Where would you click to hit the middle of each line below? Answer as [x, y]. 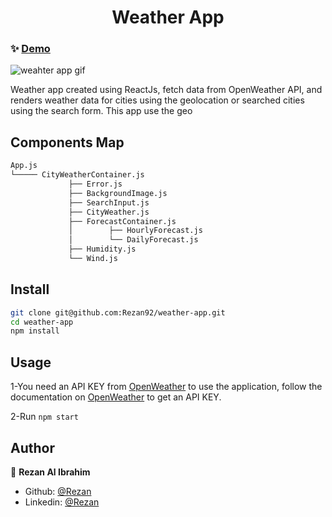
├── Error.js [95, 184]
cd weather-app [42, 322]
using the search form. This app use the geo [101, 111]
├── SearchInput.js [109, 202]
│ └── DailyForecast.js [133, 240]
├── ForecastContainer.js [122, 221]
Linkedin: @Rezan [62, 502]
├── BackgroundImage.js [118, 193]
